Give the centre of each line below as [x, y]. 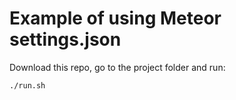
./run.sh [27, 85]
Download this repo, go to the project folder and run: [117, 67]
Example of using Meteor [115, 18]
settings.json [65, 39]
